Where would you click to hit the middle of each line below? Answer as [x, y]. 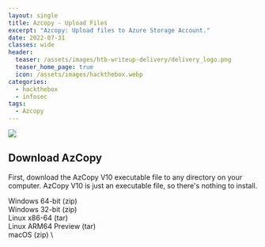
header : [21, 52]
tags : [17, 104]
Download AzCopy [55, 158]
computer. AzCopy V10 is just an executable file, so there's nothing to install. [133, 185]
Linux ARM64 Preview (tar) [52, 226]
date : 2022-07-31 [37, 38]
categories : [28, 82]
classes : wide [32, 45]
